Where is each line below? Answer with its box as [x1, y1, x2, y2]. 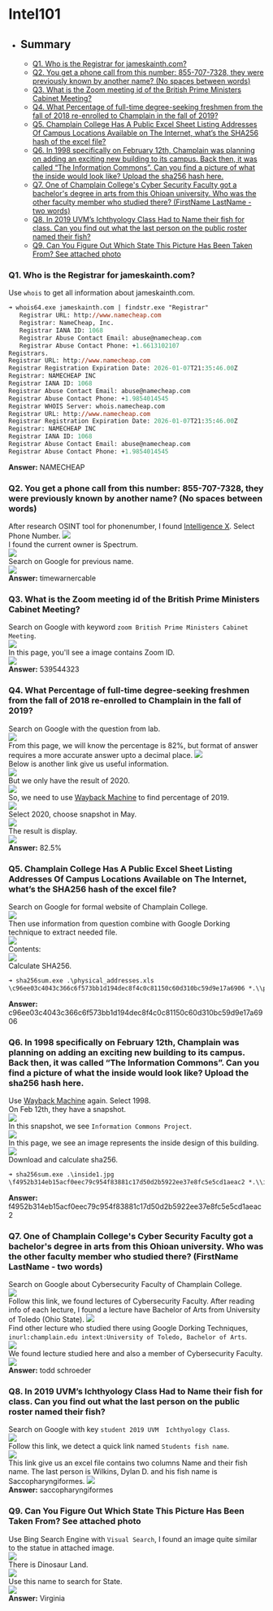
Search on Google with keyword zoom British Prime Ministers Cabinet [8, 622, 249, 632]
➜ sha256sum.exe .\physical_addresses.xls [8, 976, 154, 985]
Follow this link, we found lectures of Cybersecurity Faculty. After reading [8, 1296, 255, 1307]
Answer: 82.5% [8, 843, 63, 852]
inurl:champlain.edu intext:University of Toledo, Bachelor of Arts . [8, 1332, 248, 1342]
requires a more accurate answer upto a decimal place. [8, 750, 193, 760]
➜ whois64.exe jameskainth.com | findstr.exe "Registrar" [8, 304, 209, 312]
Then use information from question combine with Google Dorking [8, 918, 231, 928]
